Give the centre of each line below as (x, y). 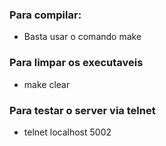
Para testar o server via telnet (82, 110)
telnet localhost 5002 (67, 132)
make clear (47, 84)
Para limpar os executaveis (76, 63)
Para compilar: (45, 15)
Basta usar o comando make (82, 37)
